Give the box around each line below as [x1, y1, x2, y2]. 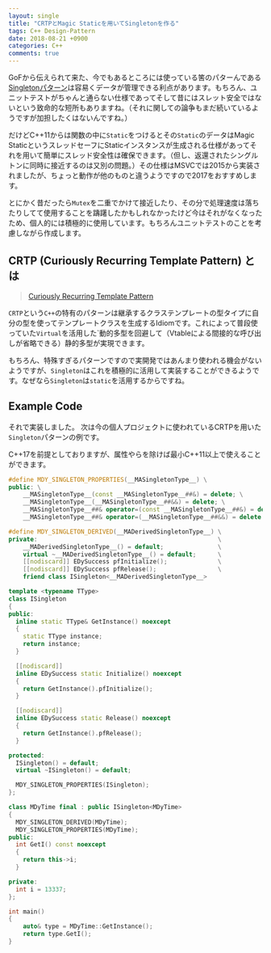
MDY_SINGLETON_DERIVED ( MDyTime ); [15, 818, 128, 826]
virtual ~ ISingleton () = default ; [15, 766, 131, 774]
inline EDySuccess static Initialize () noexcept [15, 669, 182, 677]
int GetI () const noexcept [15, 841, 106, 849]
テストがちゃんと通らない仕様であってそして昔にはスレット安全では [29, 93, 256, 102]
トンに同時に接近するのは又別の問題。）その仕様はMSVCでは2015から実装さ [8, 161, 261, 170]
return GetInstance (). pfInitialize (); [23, 685, 153, 693]
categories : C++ [8, 42, 63, 50]
